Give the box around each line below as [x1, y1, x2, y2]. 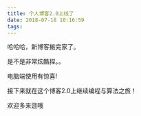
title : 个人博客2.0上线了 [7, 10, 74, 17]
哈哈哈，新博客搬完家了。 [7, 43, 80, 51]
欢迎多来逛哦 [7, 101, 43, 110]
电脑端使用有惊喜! [7, 72, 58, 80]
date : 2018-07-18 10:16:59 [7, 17, 85, 23]
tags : [7, 23, 23, 30]
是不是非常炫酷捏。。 [7, 57, 65, 66]
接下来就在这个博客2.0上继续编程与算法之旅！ [7, 87, 138, 95]
